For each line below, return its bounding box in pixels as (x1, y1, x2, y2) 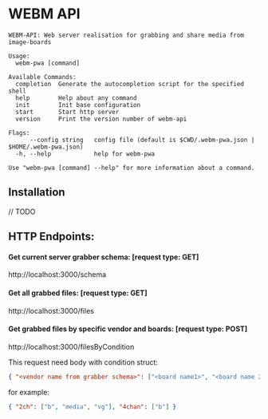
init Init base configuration (15, 101, 141, 109)
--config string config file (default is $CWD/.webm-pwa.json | (29, 136, 255, 144)
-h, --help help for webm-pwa (15, 149, 156, 158)
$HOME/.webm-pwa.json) (8, 143, 84, 151)
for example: (8, 387, 50, 397)
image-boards (8, 38, 52, 46)
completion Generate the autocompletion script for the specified (15, 80, 245, 88)
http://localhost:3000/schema (8, 270, 107, 279)
